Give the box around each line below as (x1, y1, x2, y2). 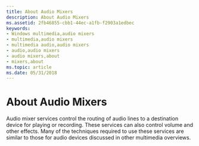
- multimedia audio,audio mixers (6, 42, 89, 48)
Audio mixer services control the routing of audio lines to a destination (6, 115, 179, 122)
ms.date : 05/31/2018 (6, 70, 58, 76)
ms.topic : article (6, 64, 52, 70)
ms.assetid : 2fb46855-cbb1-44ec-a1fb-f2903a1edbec (6, 20, 135, 26)
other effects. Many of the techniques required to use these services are (6, 128, 184, 135)
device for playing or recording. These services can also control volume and (6, 122, 194, 129)
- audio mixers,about (6, 53, 60, 59)
